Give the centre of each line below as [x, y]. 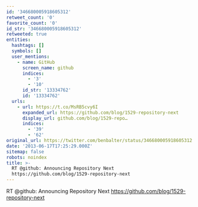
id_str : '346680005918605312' [44, 29]
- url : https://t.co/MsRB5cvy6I [57, 107]
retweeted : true [26, 34]
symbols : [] [27, 51]
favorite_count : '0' [32, 23]
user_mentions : [31, 57]
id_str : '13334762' [46, 90]
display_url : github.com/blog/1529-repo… [75, 118]
